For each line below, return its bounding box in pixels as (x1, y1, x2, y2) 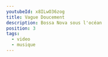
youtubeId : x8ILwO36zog (6, 8, 65, 15)
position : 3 (6, 25, 36, 31)
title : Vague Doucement (6, 14, 65, 20)
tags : (6, 31, 20, 37)
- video (11, 36, 31, 42)
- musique (11, 42, 36, 48)
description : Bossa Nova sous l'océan (6, 20, 102, 26)
